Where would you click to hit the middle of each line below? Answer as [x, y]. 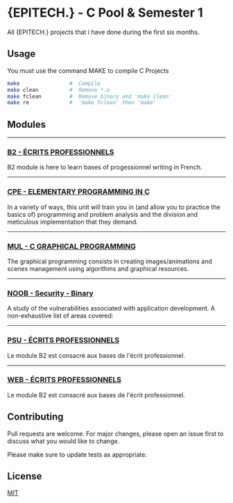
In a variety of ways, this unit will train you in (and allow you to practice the [114, 207]
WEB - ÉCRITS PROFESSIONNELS [64, 380]
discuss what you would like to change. [63, 441]
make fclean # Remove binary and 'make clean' [89, 96]
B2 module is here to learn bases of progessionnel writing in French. [105, 167]
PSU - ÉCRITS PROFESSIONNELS [63, 340]
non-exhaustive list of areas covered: [60, 316]
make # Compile [54, 83]
